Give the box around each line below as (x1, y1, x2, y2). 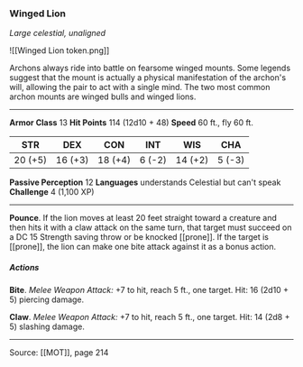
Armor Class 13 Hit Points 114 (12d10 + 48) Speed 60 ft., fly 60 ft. (9, 117, 254, 128)
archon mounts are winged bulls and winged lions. (9, 91, 197, 102)
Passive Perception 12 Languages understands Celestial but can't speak (9, 177, 281, 188)
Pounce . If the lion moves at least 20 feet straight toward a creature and (9, 213, 278, 224)
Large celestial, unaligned (9, 28, 106, 39)
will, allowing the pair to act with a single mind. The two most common (9, 82, 271, 93)
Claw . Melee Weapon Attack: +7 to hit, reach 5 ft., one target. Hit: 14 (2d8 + (9, 312, 290, 323)
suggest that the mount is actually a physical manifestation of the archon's (9, 72, 287, 83)
